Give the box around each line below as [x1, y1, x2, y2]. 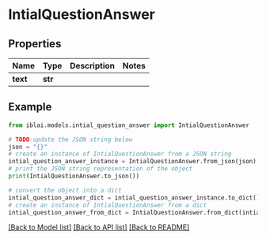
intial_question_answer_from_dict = [8, 208, 129, 216]
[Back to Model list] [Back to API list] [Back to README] [8, 222, 190, 232]
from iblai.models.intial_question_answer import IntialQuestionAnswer [8, 121, 249, 129]
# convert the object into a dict [8, 186, 123, 194]
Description [70, 61, 115, 71]
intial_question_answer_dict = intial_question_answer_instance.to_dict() [8, 193, 260, 202]
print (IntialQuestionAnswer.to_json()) [8, 172, 140, 181]
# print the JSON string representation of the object [8, 165, 193, 173]
